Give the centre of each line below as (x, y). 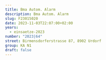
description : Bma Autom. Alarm (37, 14)
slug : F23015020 (21, 18)
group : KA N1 (18, 45)
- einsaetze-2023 (27, 32)
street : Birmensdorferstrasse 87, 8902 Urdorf (53, 41)
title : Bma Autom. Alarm (30, 9)
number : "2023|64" (24, 37)
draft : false (18, 50)
